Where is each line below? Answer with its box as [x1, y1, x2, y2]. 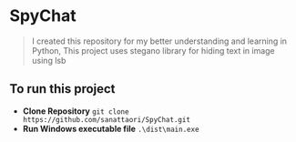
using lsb [31, 55, 66, 66]
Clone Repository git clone [22, 106, 129, 117]
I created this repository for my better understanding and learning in [31, 35, 288, 46]
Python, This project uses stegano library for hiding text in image [31, 45, 275, 56]
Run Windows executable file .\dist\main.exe [22, 123, 199, 134]
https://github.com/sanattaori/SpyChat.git [22, 115, 191, 124]
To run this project [9, 81, 116, 96]
